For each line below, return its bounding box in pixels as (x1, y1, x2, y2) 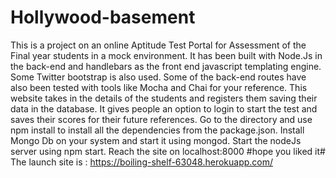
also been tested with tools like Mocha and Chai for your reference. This (10, 81, 308, 93)
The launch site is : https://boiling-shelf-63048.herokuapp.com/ (10, 156, 274, 168)
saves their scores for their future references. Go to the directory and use (10, 113, 313, 125)
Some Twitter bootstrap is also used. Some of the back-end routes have (10, 71, 307, 83)
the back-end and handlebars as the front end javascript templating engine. (10, 60, 322, 72)
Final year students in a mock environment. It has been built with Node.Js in (10, 49, 323, 61)
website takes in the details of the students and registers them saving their (10, 92, 318, 104)
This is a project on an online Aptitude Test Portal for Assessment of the (10, 39, 307, 51)
